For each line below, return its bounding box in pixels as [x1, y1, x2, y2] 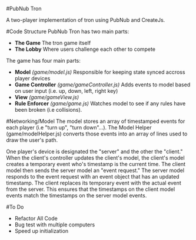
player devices [14, 75, 51, 82]
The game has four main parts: [6, 57, 81, 64]
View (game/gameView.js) [14, 94, 79, 100]
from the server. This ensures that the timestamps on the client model [6, 186, 175, 193]
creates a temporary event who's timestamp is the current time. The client [6, 161, 186, 167]
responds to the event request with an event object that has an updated [6, 173, 180, 180]
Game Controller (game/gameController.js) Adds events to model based [14, 81, 191, 88]
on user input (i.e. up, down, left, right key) [14, 87, 118, 94]
